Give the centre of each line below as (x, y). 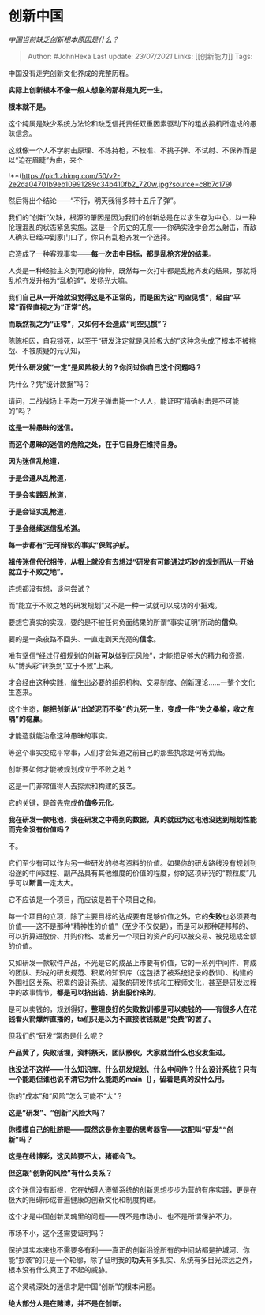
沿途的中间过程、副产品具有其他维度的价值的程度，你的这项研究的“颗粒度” (129, 873)
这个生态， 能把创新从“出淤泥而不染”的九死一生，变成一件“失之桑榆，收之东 (131, 708)
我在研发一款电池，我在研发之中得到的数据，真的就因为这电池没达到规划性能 (132, 819)
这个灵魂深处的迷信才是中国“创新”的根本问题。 (84, 1286)
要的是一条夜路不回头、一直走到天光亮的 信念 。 (84, 639)
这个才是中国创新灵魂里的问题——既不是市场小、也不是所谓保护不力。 (122, 1216)
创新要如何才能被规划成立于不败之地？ (70, 769)
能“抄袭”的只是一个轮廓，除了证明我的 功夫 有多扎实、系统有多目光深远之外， (132, 1260)
